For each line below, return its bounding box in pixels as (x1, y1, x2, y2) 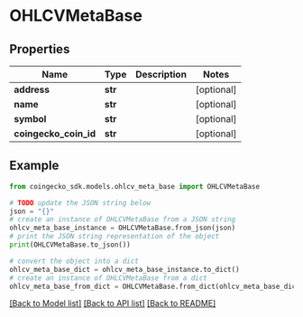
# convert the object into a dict (9, 256, 140, 266)
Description (134, 69, 188, 80)
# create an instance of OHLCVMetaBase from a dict (9, 273, 207, 283)
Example (9, 158, 60, 173)
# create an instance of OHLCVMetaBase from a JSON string (9, 215, 236, 224)
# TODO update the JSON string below (9, 198, 151, 208)
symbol (14, 113, 47, 125)
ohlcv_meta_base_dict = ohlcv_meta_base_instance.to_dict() (9, 265, 241, 274)
